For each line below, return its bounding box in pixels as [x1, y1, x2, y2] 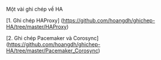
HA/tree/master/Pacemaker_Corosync [6, 47, 98, 54]
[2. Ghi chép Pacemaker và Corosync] [6, 35, 99, 41]
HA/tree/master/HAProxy [6, 24, 67, 30]
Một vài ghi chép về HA [6, 6, 63, 12]
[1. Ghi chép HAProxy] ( [6, 17, 63, 24]
